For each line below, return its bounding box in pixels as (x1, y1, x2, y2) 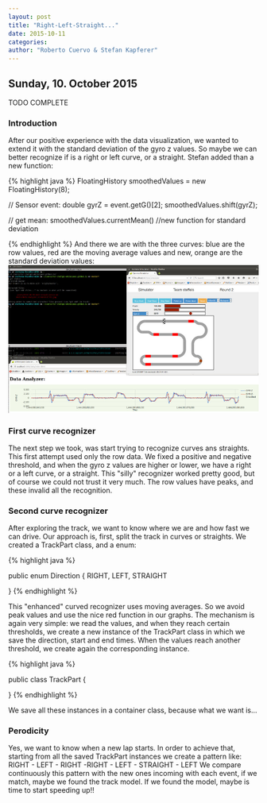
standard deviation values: (8, 257, 95, 266)
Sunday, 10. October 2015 (8, 76, 137, 91)
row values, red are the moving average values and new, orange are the (8, 248, 243, 257)
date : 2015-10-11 (8, 29, 66, 37)
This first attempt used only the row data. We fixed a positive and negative (8, 451, 252, 461)
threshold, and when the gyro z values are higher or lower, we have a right (8, 460, 252, 469)
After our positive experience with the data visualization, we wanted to (8, 136, 239, 145)
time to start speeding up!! (8, 786, 95, 795)
